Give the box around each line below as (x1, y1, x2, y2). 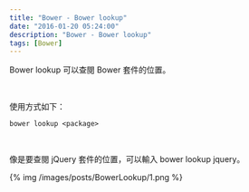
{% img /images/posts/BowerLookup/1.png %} (9, 172, 184, 183)
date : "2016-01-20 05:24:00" (9, 22, 120, 31)
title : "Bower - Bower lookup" (9, 13, 128, 23)
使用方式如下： (9, 101, 65, 112)
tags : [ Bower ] (9, 38, 63, 48)
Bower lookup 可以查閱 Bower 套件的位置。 (9, 64, 171, 75)
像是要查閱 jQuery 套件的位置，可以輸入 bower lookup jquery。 (9, 154, 245, 165)
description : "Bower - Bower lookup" (9, 30, 152, 39)
